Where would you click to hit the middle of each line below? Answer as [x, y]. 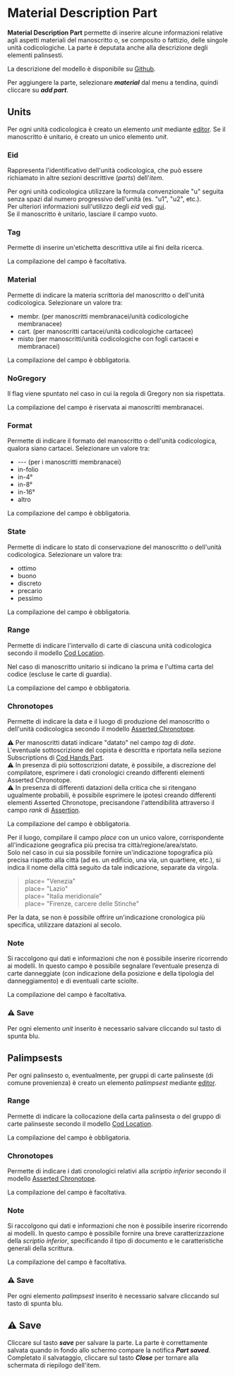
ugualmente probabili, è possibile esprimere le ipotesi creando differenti [112, 795]
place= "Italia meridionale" [63, 896]
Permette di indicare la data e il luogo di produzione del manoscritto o [109, 722]
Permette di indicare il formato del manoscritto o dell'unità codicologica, [112, 441]
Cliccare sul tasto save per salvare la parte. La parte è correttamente [108, 1342]
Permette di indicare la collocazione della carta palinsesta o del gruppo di [114, 1116]
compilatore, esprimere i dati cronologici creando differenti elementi [106, 773]
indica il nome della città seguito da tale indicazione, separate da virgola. [113, 868]
